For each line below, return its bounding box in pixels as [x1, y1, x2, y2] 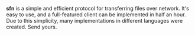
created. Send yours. [6, 23, 57, 30]
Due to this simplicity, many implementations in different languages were [6, 17, 183, 24]
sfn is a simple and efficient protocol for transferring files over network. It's [6, 5, 190, 12]
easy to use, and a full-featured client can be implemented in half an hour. [6, 11, 186, 18]
